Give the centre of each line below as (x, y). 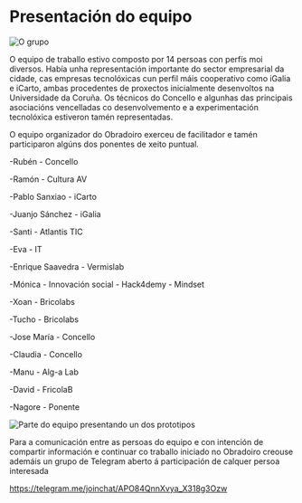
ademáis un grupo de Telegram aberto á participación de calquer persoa (145, 461)
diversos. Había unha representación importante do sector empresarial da (147, 69)
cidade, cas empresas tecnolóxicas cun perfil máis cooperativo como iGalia (150, 78)
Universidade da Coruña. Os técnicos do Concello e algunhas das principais (151, 98)
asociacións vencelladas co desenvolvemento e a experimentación (134, 107)
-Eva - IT (26, 249)
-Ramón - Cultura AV (48, 179)
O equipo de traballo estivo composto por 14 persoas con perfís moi (136, 59)
